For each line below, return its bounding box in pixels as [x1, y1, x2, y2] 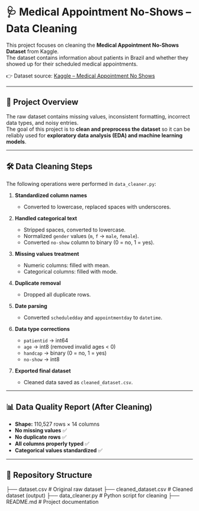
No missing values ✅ [14, 427, 68, 434]
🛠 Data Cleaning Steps [6, 162, 93, 172]
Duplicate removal [14, 279, 61, 287]
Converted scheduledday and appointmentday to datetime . [23, 314, 163, 321]
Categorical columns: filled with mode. [23, 268, 118, 275]
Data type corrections [14, 325, 70, 332]
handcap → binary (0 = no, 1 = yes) [23, 349, 107, 356]
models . [6, 138, 27, 145]
